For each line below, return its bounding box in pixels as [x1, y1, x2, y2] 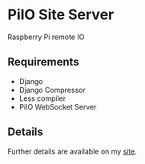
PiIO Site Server [7, 6, 115, 24]
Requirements [7, 55, 79, 69]
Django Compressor [18, 85, 86, 94]
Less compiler [18, 94, 66, 103]
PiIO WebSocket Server [18, 102, 97, 111]
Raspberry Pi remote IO [7, 32, 85, 42]
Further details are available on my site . [7, 146, 138, 156]
